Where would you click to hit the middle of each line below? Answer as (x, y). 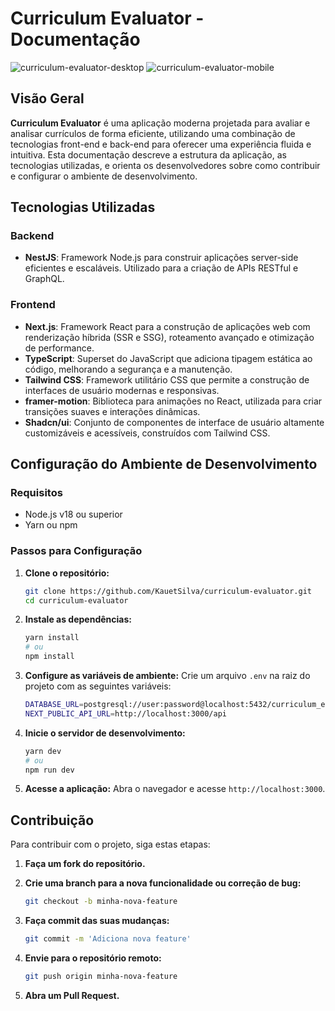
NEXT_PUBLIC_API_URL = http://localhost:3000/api (125, 713)
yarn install (52, 638)
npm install (49, 657)
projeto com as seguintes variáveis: (98, 686)
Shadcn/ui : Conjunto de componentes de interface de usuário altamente (174, 422)
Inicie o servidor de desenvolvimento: (105, 733)
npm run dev (49, 770)
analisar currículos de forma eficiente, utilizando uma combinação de (153, 133)
